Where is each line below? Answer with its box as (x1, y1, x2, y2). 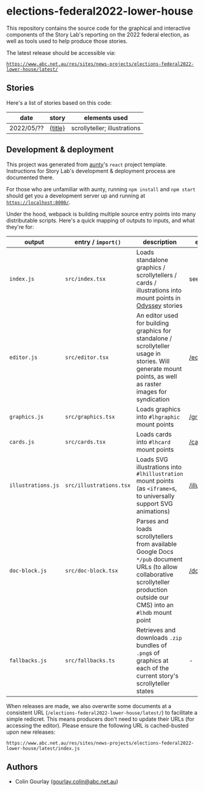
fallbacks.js (9, 657, 47, 664)
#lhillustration (136, 470, 183, 477)
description (142, 238, 177, 246)
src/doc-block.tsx (64, 567, 118, 574)
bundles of (136, 641, 167, 650)
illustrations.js (9, 481, 59, 489)
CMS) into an (136, 600, 174, 609)
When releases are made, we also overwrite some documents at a (6, 702, 172, 709)
